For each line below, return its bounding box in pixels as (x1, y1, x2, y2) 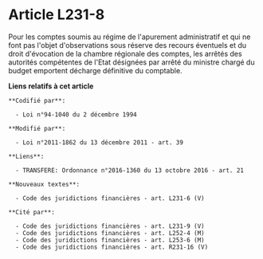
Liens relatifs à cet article (8, 81, 94, 91)
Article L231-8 (8, 6, 105, 24)
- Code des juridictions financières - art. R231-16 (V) (15, 243, 209, 251)
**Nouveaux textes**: (8, 180, 80, 188)
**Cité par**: (8, 208, 56, 216)
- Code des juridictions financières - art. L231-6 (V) (15, 194, 205, 202)
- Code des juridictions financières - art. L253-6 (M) (15, 236, 205, 244)
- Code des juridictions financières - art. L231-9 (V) (15, 222, 205, 230)
